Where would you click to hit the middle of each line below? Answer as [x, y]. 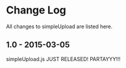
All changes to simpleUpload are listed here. [59, 26]
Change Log [36, 10]
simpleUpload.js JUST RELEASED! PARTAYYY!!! [64, 59]
